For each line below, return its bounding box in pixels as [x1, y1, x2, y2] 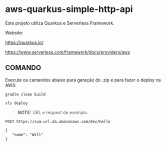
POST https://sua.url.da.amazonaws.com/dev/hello [5, 119, 111, 124]
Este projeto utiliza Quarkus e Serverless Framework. [5, 20, 115, 26]
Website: [5, 29, 23, 35]
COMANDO [5, 63, 41, 72]
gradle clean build [5, 91, 46, 97]
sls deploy [5, 100, 28, 105]
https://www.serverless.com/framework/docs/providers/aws [5, 49, 130, 55]
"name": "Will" [11, 132, 43, 137]
